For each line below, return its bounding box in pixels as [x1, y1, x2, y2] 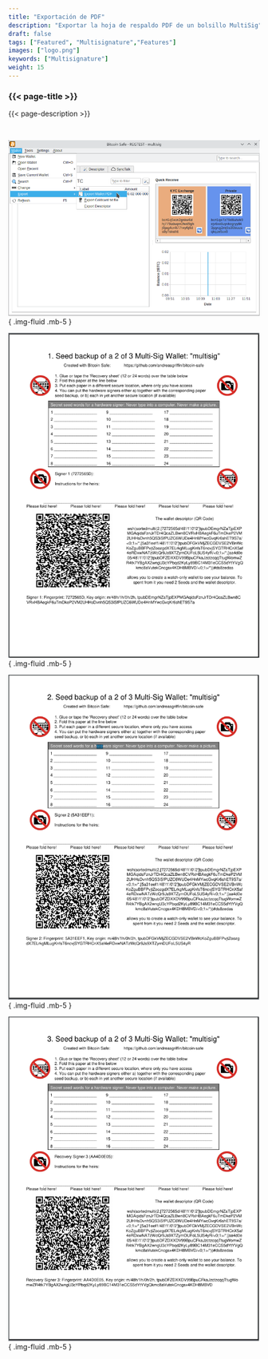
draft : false [8, 30, 52, 38]
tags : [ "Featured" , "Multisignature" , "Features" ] [8, 38, 177, 46]
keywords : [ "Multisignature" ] [8, 55, 109, 63]
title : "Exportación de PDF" [8, 13, 105, 21]
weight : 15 [8, 64, 45, 72]
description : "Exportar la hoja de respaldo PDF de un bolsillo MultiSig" [8, 21, 262, 30]
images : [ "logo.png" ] [8, 46, 81, 55]
